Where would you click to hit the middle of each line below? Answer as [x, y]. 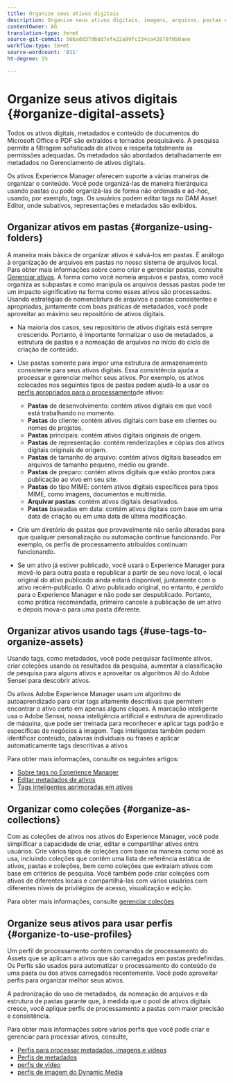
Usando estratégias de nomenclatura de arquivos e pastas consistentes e [112, 299]
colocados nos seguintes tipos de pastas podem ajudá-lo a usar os [113, 385]
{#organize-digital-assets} [86, 113]
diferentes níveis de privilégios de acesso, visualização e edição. [100, 888]
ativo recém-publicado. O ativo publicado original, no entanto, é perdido [120, 587]
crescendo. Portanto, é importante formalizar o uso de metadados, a [115, 334]
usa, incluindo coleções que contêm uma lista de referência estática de [109, 859]
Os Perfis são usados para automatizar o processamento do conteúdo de [112, 965]
